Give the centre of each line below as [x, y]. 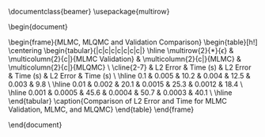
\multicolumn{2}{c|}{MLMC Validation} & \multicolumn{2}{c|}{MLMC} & [125, 59]
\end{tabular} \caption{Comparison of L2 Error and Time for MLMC [117, 101]
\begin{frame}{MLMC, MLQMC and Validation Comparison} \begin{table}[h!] [133, 42]
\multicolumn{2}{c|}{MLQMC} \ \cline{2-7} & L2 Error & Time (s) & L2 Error [130, 67]
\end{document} [35, 125]
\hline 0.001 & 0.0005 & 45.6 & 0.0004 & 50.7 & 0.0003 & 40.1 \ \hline [120, 93]
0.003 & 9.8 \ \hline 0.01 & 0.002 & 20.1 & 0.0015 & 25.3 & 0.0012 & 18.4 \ [126, 84]
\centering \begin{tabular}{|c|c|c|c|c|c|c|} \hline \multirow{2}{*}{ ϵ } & [121, 50]
